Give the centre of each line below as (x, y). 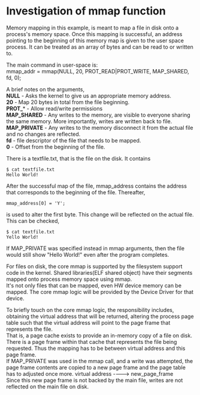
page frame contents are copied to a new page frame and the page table (96, 367)
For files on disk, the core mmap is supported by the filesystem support (94, 266)
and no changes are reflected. (43, 134)
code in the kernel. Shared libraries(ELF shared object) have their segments (99, 272)
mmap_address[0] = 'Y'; (36, 203)
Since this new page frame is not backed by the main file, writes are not (95, 380)
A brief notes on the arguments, (46, 89)
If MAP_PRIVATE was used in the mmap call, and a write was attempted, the (100, 361)
